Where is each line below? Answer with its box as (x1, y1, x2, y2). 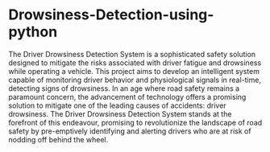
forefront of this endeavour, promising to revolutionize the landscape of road (8, 117, 263, 127)
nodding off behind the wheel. (8, 134, 109, 144)
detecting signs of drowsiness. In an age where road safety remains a (8, 83, 240, 93)
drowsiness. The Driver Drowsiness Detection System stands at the (8, 109, 232, 118)
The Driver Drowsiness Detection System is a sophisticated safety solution (8, 49, 256, 59)
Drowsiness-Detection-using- (8, 6, 214, 24)
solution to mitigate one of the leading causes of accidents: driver (8, 101, 227, 110)
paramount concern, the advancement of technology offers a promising (8, 92, 247, 101)
